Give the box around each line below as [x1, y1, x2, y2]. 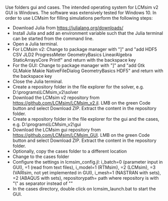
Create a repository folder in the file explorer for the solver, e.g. [12, 84, 144, 90]
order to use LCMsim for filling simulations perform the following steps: [5, 15, 153, 21]
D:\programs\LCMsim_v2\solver [12, 89, 79, 95]
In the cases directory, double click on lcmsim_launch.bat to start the [12, 186, 156, 191]
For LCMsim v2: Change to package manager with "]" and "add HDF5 [12, 46, 157, 52]
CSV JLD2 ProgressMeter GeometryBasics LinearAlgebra [12, 52, 132, 58]
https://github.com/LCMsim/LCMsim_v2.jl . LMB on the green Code [12, 100, 150, 106]
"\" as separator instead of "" [12, 180, 73, 186]
